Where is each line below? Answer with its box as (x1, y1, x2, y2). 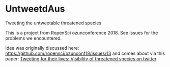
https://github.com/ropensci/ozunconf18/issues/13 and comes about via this (5, 50, 165, 56)
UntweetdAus (5, 3, 65, 15)
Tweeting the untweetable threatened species (5, 20, 102, 26)
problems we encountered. (5, 35, 62, 41)
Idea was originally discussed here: (5, 45, 79, 51)
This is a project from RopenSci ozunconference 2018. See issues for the (5, 29, 158, 36)
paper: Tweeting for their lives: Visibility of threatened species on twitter (5, 55, 157, 61)
